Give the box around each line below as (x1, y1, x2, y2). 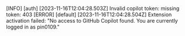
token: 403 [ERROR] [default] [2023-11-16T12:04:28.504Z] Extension (6, 11, 172, 18)
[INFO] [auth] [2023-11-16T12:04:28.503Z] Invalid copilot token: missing (6, 5, 180, 12)
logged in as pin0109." (6, 23, 60, 30)
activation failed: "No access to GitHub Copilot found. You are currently (6, 17, 179, 24)
